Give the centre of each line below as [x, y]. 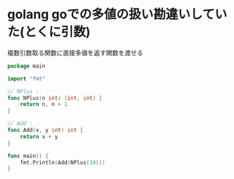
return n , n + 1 [44, 105]
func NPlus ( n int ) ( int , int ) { [55, 98]
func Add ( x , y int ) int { [45, 131]
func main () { [28, 156]
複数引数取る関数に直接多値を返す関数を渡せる [75, 53]
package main [26, 66]
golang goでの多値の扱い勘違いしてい [117, 14]
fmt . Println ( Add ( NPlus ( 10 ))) [63, 162]
